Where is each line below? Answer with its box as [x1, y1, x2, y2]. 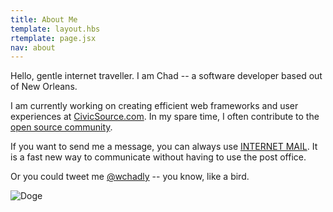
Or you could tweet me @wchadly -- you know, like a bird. [10, 171, 250, 183]
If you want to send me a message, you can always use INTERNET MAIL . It [10, 141, 318, 153]
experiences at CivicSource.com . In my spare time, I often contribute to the [10, 111, 320, 123]
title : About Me [10, 14, 78, 25]
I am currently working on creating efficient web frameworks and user [10, 100, 299, 112]
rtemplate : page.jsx [10, 33, 97, 43]
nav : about [10, 42, 56, 53]
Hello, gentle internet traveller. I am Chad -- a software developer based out [10, 70, 323, 82]
